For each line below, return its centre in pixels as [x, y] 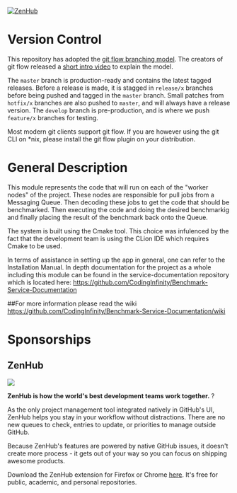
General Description [68, 168]
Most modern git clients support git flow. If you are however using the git [113, 132]
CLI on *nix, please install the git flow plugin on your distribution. [102, 139]
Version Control [54, 40]
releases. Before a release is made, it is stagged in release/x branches [110, 88]
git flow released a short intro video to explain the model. [90, 66]
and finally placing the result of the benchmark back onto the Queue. [108, 217]
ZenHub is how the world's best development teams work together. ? [111, 395]
